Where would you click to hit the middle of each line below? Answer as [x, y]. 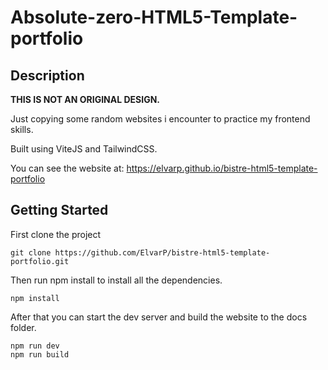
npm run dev [35, 346]
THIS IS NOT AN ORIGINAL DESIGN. [85, 99]
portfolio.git [40, 261]
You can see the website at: [67, 168]
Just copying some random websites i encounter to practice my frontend [160, 119]
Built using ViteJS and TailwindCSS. [84, 149]
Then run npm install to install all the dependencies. [116, 280]
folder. [23, 327]
